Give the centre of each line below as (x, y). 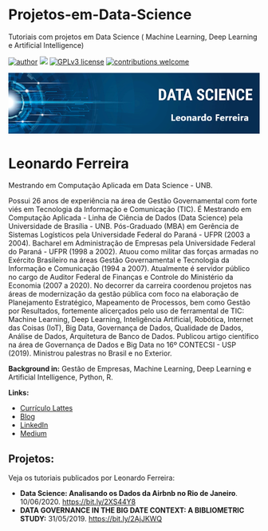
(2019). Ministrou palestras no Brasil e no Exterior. (91, 353)
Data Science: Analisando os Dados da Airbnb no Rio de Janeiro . (128, 494)
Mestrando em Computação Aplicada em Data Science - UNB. (110, 186)
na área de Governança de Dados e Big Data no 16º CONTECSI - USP (122, 345)
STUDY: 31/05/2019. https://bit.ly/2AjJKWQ (91, 519)
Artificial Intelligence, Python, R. (61, 377)
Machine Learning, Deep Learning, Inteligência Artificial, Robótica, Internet (131, 320)
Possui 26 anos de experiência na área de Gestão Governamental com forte (133, 201)
